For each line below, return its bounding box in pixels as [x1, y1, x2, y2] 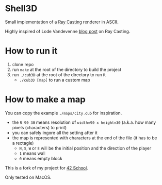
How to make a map [5, 94, 86, 105]
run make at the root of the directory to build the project [12, 67, 122, 72]
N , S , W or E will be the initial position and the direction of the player [19, 145, 151, 151]
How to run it [5, 46, 58, 56]
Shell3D [5, 3, 37, 14]
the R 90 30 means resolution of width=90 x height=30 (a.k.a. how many [12, 119, 156, 125]
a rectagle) [12, 140, 34, 146]
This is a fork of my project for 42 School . [5, 165, 88, 170]
